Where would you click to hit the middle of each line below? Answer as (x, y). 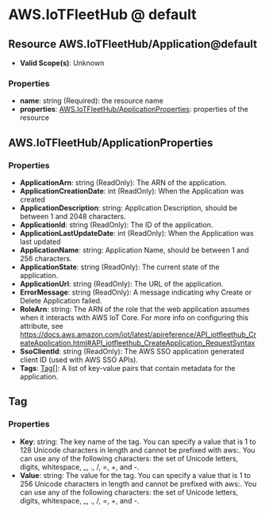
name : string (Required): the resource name (92, 101)
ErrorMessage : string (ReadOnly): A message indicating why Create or (136, 292)
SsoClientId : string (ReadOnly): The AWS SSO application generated (132, 351)
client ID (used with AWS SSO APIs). (79, 360)
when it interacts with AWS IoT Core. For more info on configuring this (134, 317)
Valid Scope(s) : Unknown (62, 63)
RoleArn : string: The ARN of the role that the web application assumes (134, 309)
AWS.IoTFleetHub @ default (102, 15)
